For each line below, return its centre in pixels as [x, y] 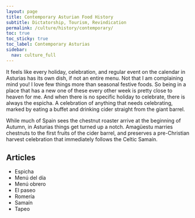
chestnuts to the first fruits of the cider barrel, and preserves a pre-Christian [98, 133]
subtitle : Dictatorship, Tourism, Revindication [66, 22]
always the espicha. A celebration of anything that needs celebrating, [90, 103]
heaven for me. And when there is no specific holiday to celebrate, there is [96, 97]
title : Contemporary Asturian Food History [60, 17]
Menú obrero [30, 184]
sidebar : [17, 50]
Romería [25, 196]
